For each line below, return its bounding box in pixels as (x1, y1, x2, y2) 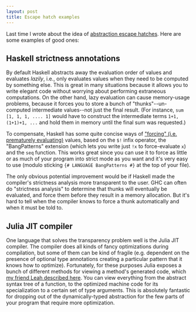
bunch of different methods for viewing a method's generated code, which (6, 268, 187, 275)
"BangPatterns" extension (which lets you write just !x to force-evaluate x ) (6, 143, 187, 150)
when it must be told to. (6, 204, 63, 212)
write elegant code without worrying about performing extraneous (6, 88, 166, 95)
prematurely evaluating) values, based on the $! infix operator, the (6, 136, 166, 144)
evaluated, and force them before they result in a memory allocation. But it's (6, 192, 190, 199)
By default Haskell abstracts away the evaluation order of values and (6, 69, 172, 76)
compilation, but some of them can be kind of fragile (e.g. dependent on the (6, 249, 190, 256)
